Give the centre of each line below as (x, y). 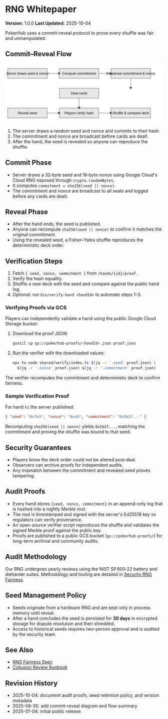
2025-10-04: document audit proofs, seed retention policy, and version (85, 695)
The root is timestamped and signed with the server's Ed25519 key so (84, 514)
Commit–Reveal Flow (38, 54)
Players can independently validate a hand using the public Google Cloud (81, 319)
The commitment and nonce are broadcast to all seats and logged (80, 191)
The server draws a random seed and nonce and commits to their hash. (86, 131)
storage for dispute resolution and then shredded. (63, 624)
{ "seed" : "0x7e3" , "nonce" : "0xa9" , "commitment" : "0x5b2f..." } (76, 417)
